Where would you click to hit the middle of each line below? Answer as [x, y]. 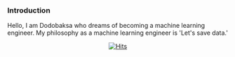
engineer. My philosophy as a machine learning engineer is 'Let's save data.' [117, 33]
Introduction [29, 10]
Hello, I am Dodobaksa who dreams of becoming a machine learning [106, 26]
